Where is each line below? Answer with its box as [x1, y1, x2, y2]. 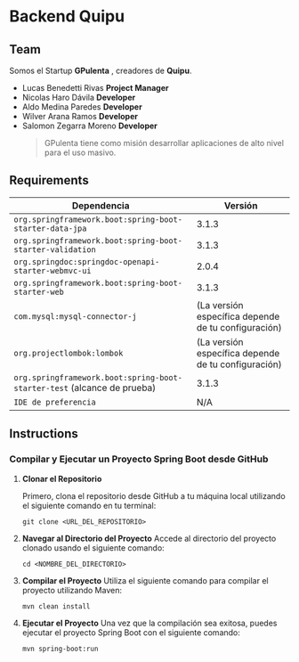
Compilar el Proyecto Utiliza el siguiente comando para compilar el [21, 575, 269, 585]
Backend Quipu [9, 6, 125, 27]
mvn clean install [21, 601, 91, 611]
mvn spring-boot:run [21, 644, 99, 653]
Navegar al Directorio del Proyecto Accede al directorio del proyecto [21, 533, 277, 543]
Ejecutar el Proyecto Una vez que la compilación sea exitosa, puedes [21, 617, 278, 628]
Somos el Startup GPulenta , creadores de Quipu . [9, 65, 192, 76]
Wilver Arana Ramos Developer [21, 111, 138, 121]
